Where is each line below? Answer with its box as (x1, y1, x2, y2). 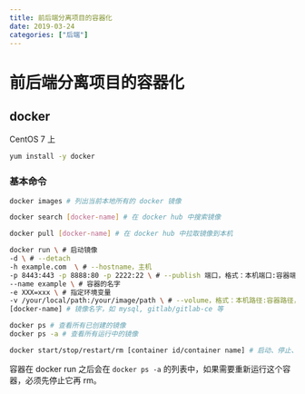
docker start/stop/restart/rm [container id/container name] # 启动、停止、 (9, 346, 299, 355)
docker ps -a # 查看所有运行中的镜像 (9, 330, 139, 339)
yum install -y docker (9, 152, 95, 162)
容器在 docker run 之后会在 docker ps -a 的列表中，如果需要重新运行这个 (9, 363, 283, 374)
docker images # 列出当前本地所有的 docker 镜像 (9, 196, 182, 205)
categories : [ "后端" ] (9, 30, 89, 39)
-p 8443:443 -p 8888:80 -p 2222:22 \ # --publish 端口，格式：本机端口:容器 (9, 271, 290, 280)
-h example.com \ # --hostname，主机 (9, 262, 152, 271)
